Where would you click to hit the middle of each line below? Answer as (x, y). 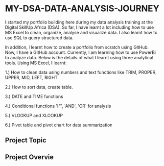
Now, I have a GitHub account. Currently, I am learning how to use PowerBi (80, 52)
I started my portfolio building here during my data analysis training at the (79, 22)
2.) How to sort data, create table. (39, 87)
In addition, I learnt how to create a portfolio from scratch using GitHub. (77, 47)
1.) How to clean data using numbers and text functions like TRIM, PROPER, (81, 72)
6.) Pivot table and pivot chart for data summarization (59, 125)
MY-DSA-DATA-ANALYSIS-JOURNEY (82, 9)
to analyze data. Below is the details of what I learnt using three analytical (79, 57)
